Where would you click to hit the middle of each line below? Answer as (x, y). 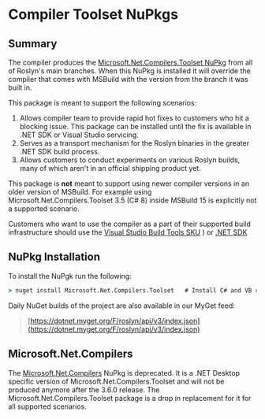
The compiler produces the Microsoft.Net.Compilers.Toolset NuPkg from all (131, 62)
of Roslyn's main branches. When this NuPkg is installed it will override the (129, 71)
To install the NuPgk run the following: (70, 276)
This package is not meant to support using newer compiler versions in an (129, 184)
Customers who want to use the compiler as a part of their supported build (129, 224)
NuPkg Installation (54, 257)
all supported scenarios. (47, 406)
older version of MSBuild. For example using (80, 192)
